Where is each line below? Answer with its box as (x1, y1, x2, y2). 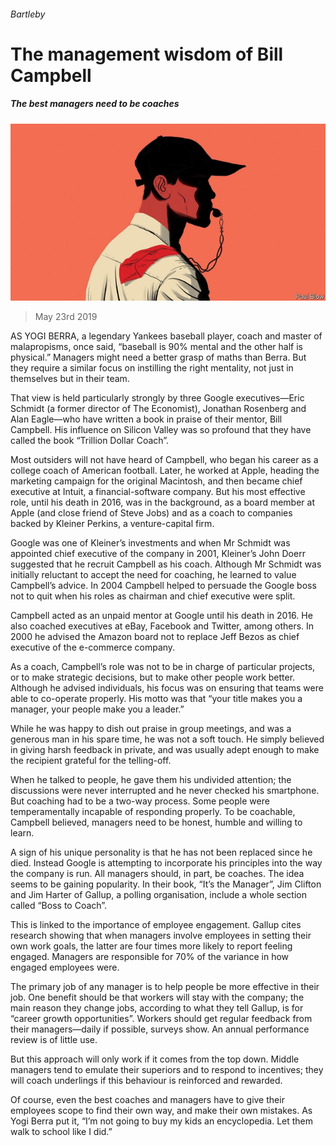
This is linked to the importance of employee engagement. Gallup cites (10, 919, 302, 931)
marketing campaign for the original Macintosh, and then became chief (10, 475, 303, 487)
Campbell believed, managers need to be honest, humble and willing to (10, 816, 303, 829)
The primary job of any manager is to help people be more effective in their (10, 981, 320, 993)
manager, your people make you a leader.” (10, 703, 185, 715)
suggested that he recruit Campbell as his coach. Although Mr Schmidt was (10, 558, 322, 570)
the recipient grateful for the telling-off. (10, 755, 172, 767)
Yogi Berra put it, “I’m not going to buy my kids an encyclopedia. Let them (10, 1115, 314, 1127)
